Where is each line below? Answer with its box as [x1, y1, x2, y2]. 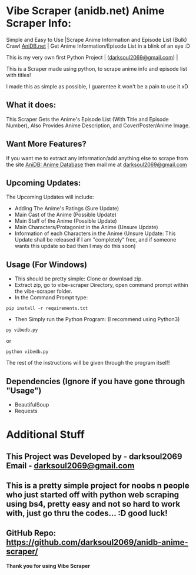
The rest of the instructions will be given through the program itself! [6, 359, 170, 366]
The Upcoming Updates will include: [6, 193, 94, 201]
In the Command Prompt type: [14, 294, 88, 301]
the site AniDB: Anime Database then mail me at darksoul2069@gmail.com [6, 161, 187, 168]
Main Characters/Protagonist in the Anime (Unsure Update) [14, 224, 158, 231]
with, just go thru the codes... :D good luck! [6, 508, 168, 518]
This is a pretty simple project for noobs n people [6, 480, 190, 490]
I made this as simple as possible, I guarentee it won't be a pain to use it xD [6, 82, 188, 90]
